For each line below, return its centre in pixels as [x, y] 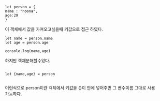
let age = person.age [27, 43]
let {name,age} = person [30, 74]
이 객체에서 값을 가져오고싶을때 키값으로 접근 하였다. [54, 29]
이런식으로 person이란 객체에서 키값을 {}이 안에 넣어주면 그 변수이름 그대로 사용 [80, 88]
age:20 [12, 15]
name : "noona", [21, 11]
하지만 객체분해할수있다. [28, 61]
